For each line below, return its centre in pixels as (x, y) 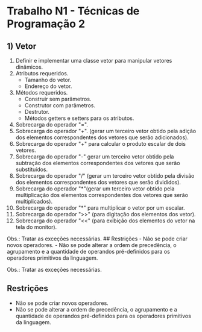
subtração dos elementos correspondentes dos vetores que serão (98, 163)
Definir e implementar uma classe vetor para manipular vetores (94, 61)
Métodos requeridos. (42, 92)
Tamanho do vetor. (48, 80)
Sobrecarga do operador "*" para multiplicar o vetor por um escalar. (100, 208)
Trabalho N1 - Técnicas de (73, 11)
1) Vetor (22, 46)
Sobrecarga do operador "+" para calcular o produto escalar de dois (101, 144)
